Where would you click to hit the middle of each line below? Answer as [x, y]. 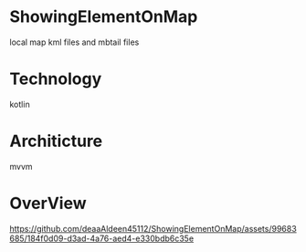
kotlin [20, 104]
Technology [56, 79]
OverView [48, 204]
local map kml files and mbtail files [74, 42]
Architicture [56, 141]
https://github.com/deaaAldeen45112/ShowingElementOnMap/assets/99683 [153, 228]
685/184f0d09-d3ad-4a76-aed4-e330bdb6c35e [102, 238]
